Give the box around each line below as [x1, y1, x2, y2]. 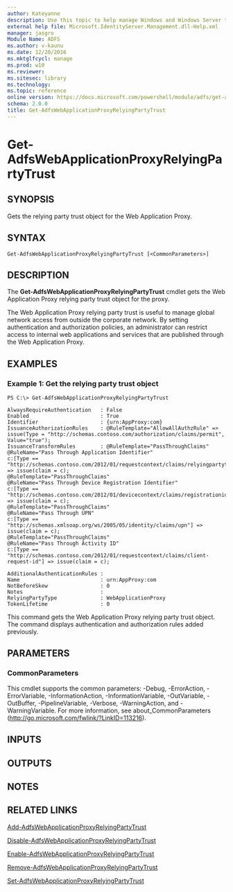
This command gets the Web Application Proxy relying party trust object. [7, 613, 216, 621]
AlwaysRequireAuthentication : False [7, 407, 123, 414]
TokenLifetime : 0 [7, 601, 110, 608]
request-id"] [7, 559, 45, 566]
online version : [7, 94, 54, 101]
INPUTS [7, 734, 42, 746]
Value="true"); [7, 437, 51, 444]
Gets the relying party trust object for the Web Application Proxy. [7, 212, 193, 220]
